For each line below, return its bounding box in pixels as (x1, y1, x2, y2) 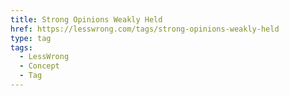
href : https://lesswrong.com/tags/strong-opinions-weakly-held (10, 24, 280, 34)
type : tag (10, 33, 52, 43)
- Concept (19, 61, 60, 71)
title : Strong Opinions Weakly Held (10, 14, 163, 25)
